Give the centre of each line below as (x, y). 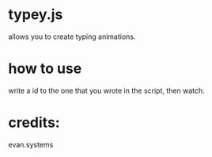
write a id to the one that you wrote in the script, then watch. (107, 90)
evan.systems (31, 144)
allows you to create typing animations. (72, 36)
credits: (34, 123)
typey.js (36, 15)
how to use (45, 69)
